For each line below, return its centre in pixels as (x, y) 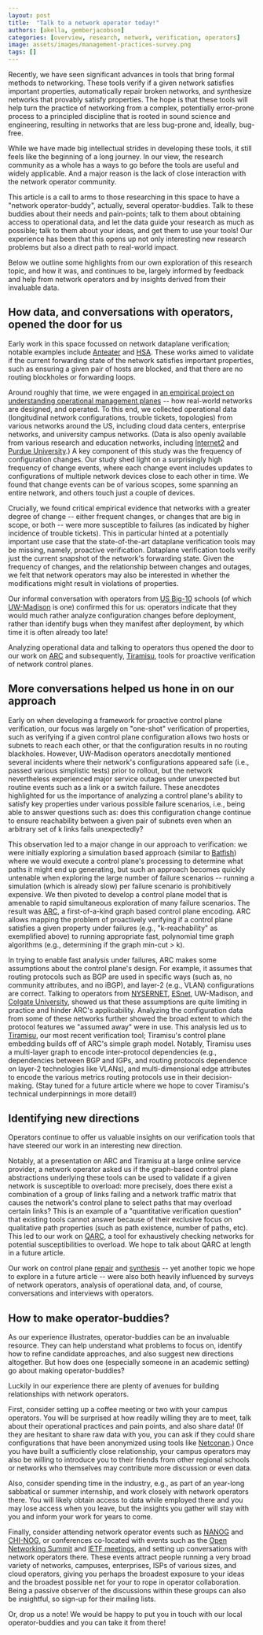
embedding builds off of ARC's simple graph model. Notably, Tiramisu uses (130, 1044)
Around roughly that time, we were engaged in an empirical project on (121, 392)
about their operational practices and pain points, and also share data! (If (126, 1426)
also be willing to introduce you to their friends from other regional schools (129, 1460)
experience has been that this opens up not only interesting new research (127, 239)
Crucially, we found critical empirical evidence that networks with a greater (130, 508)
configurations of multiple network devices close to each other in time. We (129, 476)
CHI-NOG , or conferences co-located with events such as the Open (118, 1540)
